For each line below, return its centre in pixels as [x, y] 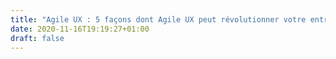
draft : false [37, 38]
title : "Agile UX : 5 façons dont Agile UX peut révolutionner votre [158, 19]
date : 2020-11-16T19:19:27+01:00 [80, 29]
